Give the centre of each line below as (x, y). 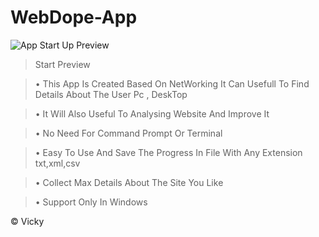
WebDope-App (74, 17)
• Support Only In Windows (91, 202)
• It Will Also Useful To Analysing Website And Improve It (152, 113)
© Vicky (27, 221)
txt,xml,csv (57, 163)
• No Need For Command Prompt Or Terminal (128, 133)
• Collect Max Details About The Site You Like (129, 182)
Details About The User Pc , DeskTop (111, 94)
